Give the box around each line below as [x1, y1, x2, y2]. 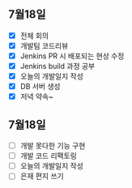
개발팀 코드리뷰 [19, 41, 69, 50]
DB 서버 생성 [19, 82, 61, 92]
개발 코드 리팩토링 [19, 151, 77, 160]
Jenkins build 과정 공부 [19, 62, 96, 70]
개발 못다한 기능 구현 [19, 141, 86, 151]
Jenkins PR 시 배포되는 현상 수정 [19, 51, 125, 61]
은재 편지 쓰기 [19, 171, 64, 181]
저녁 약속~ [19, 92, 54, 101]
